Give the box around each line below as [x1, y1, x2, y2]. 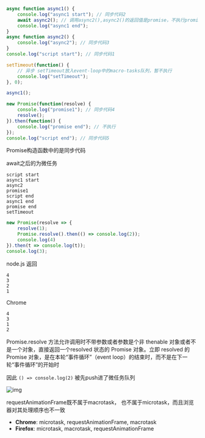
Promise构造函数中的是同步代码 [6, 147, 86, 154]
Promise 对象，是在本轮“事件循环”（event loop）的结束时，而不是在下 [6, 353, 183, 361]
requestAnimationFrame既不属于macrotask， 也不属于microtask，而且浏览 [6, 398, 194, 406]
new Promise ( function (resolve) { [6, 101, 92, 107]
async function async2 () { [6, 34, 75, 40]
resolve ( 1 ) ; [17, 225, 48, 231]
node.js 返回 [6, 260, 38, 267]
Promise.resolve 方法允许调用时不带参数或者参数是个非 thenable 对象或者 [6, 338, 191, 345]
